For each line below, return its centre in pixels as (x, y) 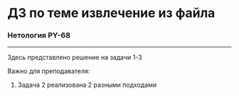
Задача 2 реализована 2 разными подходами (87, 85)
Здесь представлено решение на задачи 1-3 (75, 58)
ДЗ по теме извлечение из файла (111, 13)
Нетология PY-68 (39, 36)
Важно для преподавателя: (49, 71)
